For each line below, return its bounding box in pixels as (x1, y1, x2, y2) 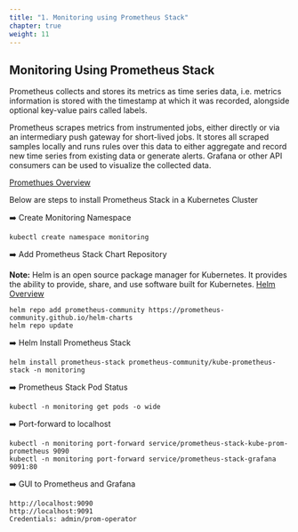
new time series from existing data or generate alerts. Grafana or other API (9, 150, 283, 161)
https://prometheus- (148, 306, 225, 315)
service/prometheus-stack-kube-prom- (148, 439, 289, 448)
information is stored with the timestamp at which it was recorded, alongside (9, 95, 290, 107)
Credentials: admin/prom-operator (9, 515, 138, 524)
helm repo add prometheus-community (9, 306, 145, 315)
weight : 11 (9, 29, 50, 38)
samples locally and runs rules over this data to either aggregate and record (9, 141, 287, 152)
